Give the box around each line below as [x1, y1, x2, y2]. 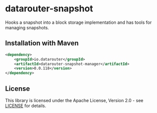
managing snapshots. [5, 24, 50, 30]
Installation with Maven [5, 39, 79, 48]
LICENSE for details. [5, 103, 47, 109]
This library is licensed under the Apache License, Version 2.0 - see [5, 97, 144, 103]
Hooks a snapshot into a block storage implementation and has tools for [5, 19, 152, 25]
